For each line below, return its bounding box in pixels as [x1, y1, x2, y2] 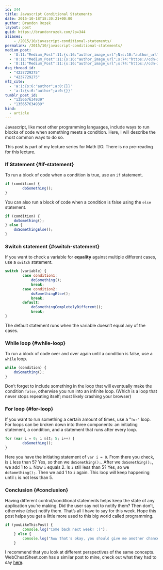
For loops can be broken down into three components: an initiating [5, 422, 138, 427]
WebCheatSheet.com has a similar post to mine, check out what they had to [5, 554, 157, 560]
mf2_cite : [5, 79, 25, 84]
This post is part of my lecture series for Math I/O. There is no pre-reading [5, 143, 153, 149]
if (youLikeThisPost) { [5, 522, 53, 527]
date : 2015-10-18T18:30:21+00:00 [5, 16, 73, 21]
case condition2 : [22, 286, 57, 291]
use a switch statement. [5, 259, 53, 265]
